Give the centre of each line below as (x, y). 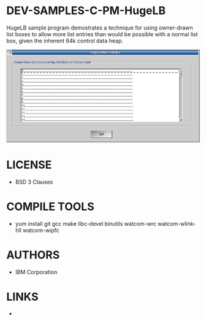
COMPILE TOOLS (50, 207)
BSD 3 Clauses (34, 182)
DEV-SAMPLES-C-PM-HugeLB (86, 11)
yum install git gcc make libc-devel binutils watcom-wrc (86, 223)
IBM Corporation (36, 272)
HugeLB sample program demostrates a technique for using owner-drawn (100, 28)
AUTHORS (33, 255)
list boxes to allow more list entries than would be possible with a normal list (102, 34)
